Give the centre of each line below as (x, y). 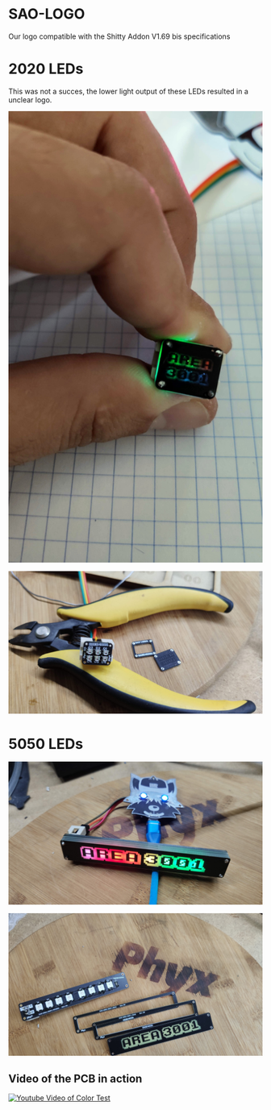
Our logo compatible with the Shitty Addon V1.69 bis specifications (119, 36)
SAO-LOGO (47, 14)
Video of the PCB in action (75, 1078)
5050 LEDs (46, 744)
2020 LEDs (46, 69)
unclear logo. (30, 100)
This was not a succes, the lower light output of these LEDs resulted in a (128, 91)
